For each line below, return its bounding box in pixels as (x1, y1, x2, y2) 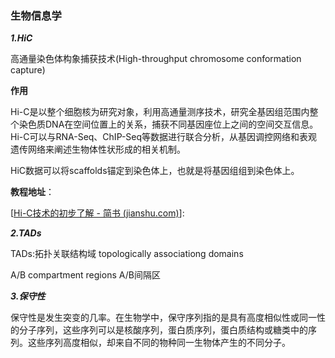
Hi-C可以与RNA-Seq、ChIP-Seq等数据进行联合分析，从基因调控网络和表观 (10, 131, 318, 143)
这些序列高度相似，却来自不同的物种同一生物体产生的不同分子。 (27, 337, 291, 349)
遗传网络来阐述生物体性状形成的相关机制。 (10, 143, 186, 156)
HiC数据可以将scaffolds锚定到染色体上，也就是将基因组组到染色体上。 (10, 165, 300, 177)
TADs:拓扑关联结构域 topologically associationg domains (10, 248, 244, 260)
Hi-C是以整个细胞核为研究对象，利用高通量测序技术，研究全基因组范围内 (10, 106, 310, 118)
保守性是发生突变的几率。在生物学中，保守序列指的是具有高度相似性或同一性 (10, 312, 326, 324)
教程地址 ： (10, 186, 55, 198)
